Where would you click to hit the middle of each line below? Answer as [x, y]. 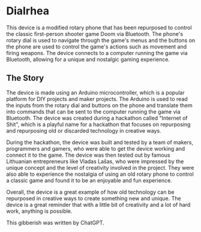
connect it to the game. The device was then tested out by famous [88, 155]
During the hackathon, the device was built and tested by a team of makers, [100, 142]
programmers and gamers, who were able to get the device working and [96, 148]
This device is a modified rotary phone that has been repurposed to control [99, 28]
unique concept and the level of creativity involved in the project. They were [100, 167]
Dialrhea [28, 11]
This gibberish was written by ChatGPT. [55, 222]
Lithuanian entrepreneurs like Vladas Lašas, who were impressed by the [95, 161]
